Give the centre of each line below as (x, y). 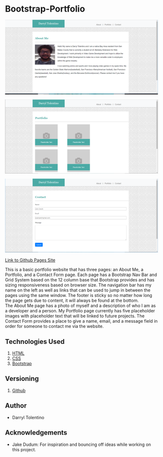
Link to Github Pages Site (30, 260)
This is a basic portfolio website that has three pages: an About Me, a (74, 270)
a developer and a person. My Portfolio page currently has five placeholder (80, 311)
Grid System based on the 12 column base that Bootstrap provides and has (80, 280)
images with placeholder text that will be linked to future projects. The (75, 316)
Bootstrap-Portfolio (45, 9)
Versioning (22, 379)
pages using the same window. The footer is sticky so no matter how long (79, 295)
